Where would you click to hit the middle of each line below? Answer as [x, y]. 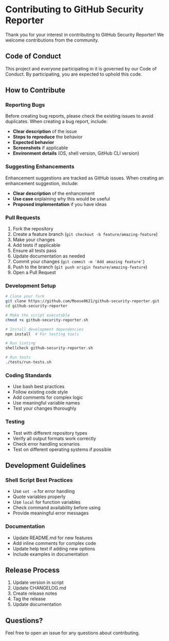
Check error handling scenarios [46, 444]
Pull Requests [23, 217]
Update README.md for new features [53, 538]
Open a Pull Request [34, 272]
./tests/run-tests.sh [29, 362]
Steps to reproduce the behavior [48, 137]
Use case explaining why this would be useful [61, 198]
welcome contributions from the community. [52, 40]
